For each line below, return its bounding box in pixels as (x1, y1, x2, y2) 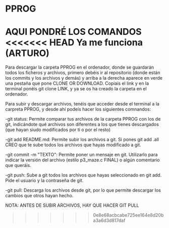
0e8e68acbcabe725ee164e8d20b (93, 212, 164, 218)
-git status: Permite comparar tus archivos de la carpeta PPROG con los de (5, 116, 161, 122)
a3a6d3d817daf (93, 217, 126, 223)
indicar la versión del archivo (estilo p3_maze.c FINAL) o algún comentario (5, 157, 160, 163)
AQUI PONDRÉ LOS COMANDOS (5, 26, 142, 38)
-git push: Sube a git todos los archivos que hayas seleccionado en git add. (5, 172, 162, 178)
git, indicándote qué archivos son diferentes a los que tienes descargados (5, 122, 159, 128)
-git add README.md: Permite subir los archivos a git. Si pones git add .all (5, 137, 159, 143)
